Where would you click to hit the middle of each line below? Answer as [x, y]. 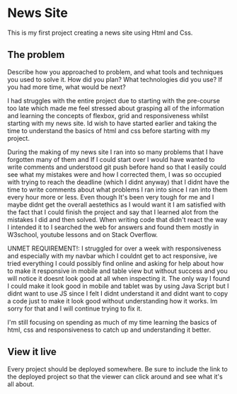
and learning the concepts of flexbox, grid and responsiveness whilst [108, 115]
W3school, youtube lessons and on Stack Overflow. [82, 234]
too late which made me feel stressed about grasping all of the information [116, 108]
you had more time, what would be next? [67, 87]
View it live [32, 352]
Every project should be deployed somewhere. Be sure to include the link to [117, 369]
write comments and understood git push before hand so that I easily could [117, 167]
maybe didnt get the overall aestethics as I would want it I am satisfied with [117, 204]
